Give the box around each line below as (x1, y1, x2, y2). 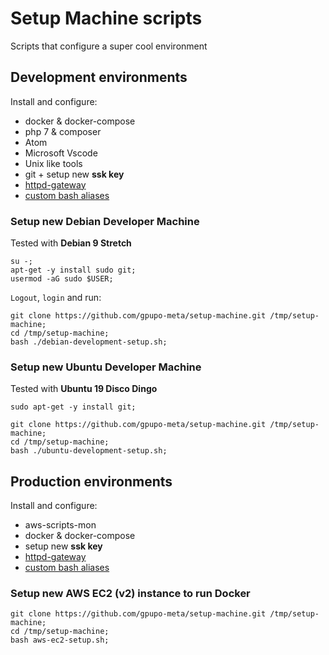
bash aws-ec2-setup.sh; (10, 635, 110, 646)
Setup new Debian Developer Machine (10, 214, 200, 228)
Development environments (10, 69, 188, 86)
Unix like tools (24, 157, 83, 169)
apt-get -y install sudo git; (10, 265, 137, 276)
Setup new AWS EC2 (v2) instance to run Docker (10, 587, 251, 601)
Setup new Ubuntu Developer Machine (10, 360, 202, 374)
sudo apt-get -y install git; (10, 402, 137, 412)
